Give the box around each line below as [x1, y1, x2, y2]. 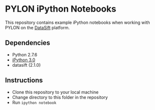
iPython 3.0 [12, 57, 36, 63]
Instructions [5, 76, 43, 85]
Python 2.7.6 [12, 52, 38, 57]
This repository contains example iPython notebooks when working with [5, 19, 150, 25]
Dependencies [5, 39, 50, 47]
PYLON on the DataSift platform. [5, 24, 70, 30]
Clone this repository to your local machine [12, 89, 99, 95]
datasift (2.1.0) [12, 62, 41, 68]
